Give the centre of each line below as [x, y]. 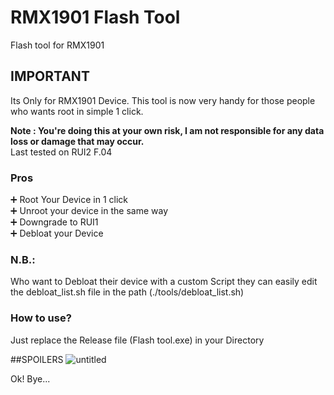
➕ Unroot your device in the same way [89, 211]
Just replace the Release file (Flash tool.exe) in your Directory [137, 340]
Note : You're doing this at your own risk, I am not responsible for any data [167, 130]
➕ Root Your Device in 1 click [69, 200]
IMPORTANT [50, 76]
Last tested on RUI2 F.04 [61, 152]
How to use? [41, 318]
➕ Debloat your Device [57, 233]
